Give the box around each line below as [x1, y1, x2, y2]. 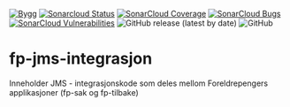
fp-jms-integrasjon [9, 49, 153, 69]
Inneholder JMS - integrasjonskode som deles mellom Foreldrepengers [9, 78, 268, 88]
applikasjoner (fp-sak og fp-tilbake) [9, 87, 139, 97]
